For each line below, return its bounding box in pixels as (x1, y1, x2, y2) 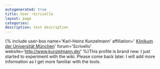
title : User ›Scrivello (5, 12, 53, 16)
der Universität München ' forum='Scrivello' (5, 43, 92, 49)
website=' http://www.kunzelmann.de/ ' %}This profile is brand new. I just (5, 49, 151, 55)
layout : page (5, 16, 32, 21)
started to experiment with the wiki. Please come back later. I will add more (5, 54, 156, 59)
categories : (5, 20, 29, 26)
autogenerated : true (5, 7, 47, 12)
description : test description (5, 25, 69, 30)
